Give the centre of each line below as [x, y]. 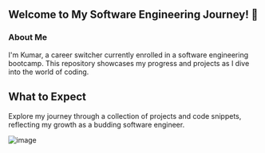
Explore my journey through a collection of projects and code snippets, [125, 116]
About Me [28, 37]
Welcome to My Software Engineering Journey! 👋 [133, 15]
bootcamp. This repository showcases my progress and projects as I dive [129, 63]
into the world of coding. [49, 72]
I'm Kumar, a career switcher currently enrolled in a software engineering [129, 55]
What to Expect [47, 97]
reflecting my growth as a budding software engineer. [97, 124]
